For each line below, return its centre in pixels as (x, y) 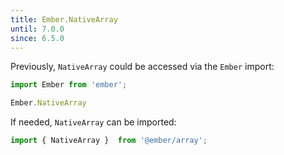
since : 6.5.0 (37, 38)
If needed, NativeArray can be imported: (93, 122)
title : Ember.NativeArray (64, 19)
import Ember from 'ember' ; (69, 85)
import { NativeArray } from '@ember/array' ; (109, 141)
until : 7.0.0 (37, 29)
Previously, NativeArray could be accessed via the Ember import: (142, 67)
